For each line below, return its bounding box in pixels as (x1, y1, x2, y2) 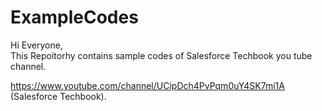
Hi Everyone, (10, 39, 63, 51)
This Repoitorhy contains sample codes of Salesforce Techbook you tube (10, 49, 313, 61)
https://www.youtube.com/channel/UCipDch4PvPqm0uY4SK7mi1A (10, 79, 285, 91)
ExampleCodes (10, 6, 139, 29)
